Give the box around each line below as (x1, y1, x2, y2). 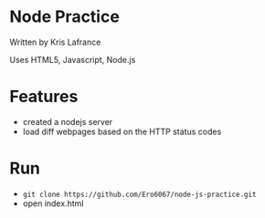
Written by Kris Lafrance (9, 36, 101, 47)
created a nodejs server (22, 116, 113, 127)
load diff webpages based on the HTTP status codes (22, 126, 222, 137)
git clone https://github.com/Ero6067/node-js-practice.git (22, 190, 257, 199)
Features (9, 87, 79, 107)
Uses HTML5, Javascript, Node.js (9, 54, 136, 65)
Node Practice (9, 6, 121, 27)
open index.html (22, 198, 84, 209)
